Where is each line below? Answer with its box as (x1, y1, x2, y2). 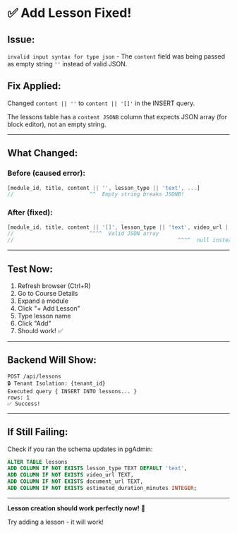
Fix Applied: (7, 80, 61, 92)
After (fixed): (7, 208, 53, 217)
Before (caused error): (7, 168, 86, 178)
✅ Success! (7, 400, 41, 407)
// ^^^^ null (7, 236, 210, 244)
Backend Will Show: (7, 354, 97, 366)
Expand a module (17, 297, 69, 305)
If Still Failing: (7, 426, 68, 438)
